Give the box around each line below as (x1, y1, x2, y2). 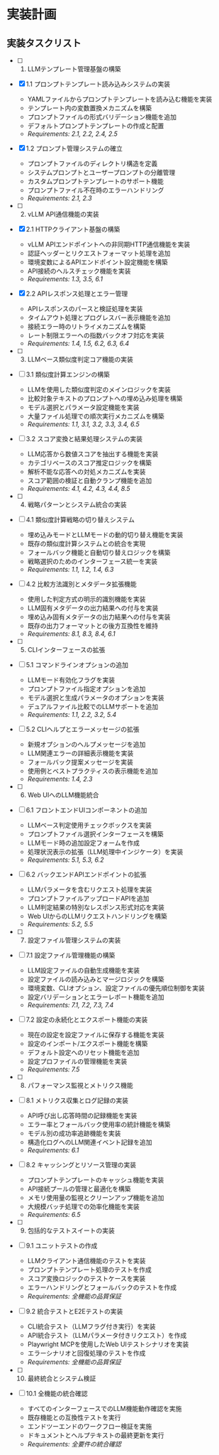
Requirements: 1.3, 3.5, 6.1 (27, 275, 103, 283)
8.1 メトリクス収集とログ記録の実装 (26, 1096, 129, 1105)
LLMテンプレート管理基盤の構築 (27, 65, 121, 73)
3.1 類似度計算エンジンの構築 (26, 370, 111, 379)
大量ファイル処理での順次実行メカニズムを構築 (27, 412, 164, 420)
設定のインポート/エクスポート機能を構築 (27, 1039, 148, 1048)
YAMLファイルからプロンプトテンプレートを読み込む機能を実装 (27, 95, 213, 103)
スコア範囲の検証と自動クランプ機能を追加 (27, 477, 152, 485)
